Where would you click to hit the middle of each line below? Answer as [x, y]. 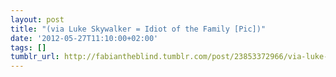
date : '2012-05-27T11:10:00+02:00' [84, 38]
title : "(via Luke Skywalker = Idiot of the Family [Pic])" [138, 29]
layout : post [37, 19]
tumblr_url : [35, 57]
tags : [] [28, 47]
